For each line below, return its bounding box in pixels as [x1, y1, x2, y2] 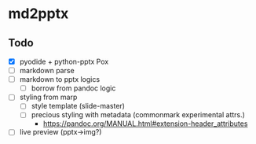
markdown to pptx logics [19, 75, 101, 84]
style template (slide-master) [31, 102, 126, 111]
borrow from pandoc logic [31, 83, 116, 93]
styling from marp [19, 92, 78, 102]
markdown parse [19, 66, 75, 76]
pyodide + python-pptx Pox [19, 57, 109, 66]
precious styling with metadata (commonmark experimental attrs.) [31, 110, 246, 120]
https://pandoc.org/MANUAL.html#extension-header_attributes [42, 119, 248, 128]
